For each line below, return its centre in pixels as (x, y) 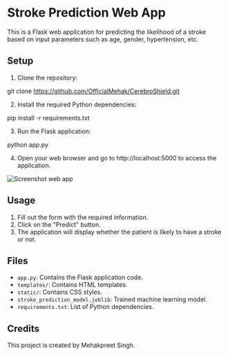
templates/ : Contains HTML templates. (72, 285)
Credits (23, 329)
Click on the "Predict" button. (59, 224)
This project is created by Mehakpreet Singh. (71, 345)
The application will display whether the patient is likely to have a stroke (119, 232)
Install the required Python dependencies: (77, 104)
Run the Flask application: (54, 131)
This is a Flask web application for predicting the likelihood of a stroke (107, 32)
